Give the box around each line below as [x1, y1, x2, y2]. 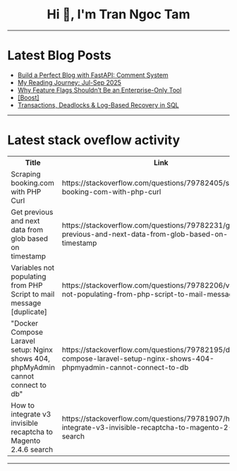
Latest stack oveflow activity [7, 132, 181, 148]
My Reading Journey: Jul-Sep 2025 [17, 78, 122, 87]
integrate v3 [11, 409, 51, 419]
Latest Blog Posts [7, 47, 111, 64]
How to [11, 400, 35, 410]
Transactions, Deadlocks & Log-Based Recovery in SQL [17, 100, 180, 109]
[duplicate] [11, 306, 47, 316]
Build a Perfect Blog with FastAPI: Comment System [17, 71, 169, 79]
